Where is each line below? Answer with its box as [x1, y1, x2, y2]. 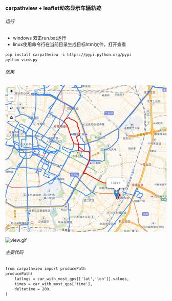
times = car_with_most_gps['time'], [14, 281, 93, 287]
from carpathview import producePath [5, 266, 86, 271]
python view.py [5, 57, 38, 62]
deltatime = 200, [14, 286, 52, 292]
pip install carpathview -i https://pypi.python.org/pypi [5, 52, 132, 57]
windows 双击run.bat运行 [12, 35, 67, 41]
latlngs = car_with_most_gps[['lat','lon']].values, [14, 276, 130, 282]
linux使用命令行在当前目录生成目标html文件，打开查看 [12, 41, 126, 48]
